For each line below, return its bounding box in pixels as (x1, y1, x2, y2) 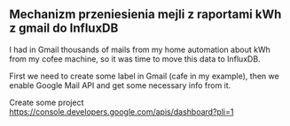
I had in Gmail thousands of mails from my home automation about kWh (9, 44, 270, 55)
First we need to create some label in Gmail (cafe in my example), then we (9, 70, 279, 81)
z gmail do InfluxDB (9, 21, 119, 36)
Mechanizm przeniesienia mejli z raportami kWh (9, 7, 282, 22)
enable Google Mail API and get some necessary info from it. (9, 79, 231, 91)
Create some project (9, 97, 84, 107)
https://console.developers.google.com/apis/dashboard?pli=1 (9, 106, 234, 117)
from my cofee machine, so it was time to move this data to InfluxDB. (9, 53, 261, 64)
